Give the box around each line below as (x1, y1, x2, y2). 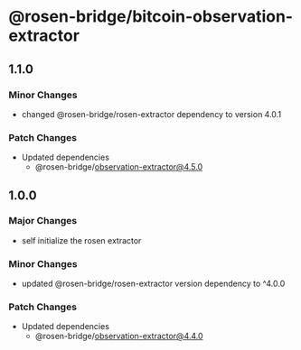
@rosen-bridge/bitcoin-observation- (8, 6, 294, 27)
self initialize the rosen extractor (21, 235, 142, 245)
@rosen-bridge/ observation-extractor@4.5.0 (34, 161, 203, 172)
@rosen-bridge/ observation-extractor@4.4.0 (34, 331, 204, 342)
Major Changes (8, 215, 78, 227)
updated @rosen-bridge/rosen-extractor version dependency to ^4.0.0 (21, 278, 286, 290)
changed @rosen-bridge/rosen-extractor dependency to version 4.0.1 (21, 108, 282, 119)
